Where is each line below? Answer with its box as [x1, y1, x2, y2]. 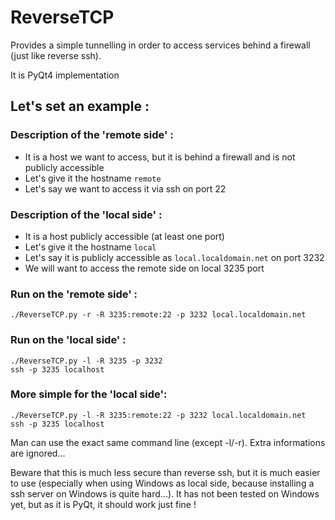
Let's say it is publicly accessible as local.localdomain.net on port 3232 [24, 251, 325, 263]
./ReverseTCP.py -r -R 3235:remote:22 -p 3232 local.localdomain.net [10, 310, 307, 320]
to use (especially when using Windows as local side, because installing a [10, 477, 315, 489]
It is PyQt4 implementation [10, 69, 120, 81]
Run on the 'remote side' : [10, 287, 138, 301]
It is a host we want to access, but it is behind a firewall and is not [24, 151, 296, 163]
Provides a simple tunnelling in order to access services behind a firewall [10, 39, 311, 51]
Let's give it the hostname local [24, 241, 157, 253]
